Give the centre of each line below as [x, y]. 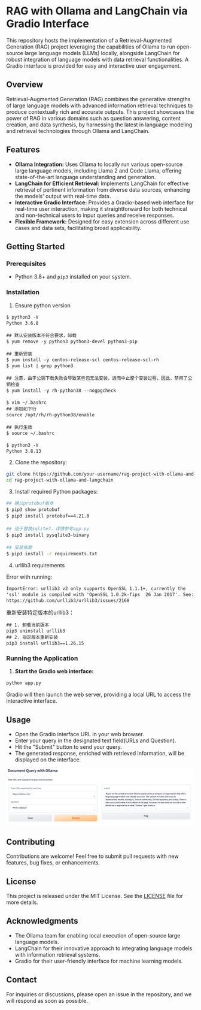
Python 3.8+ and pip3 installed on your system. [73, 277]
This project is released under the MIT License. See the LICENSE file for [95, 896]
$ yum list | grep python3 [40, 366]
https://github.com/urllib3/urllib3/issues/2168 [68, 601]
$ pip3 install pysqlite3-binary [48, 535]
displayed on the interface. [48, 760]
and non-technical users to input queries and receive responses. [95, 215]
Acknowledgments [42, 921]
